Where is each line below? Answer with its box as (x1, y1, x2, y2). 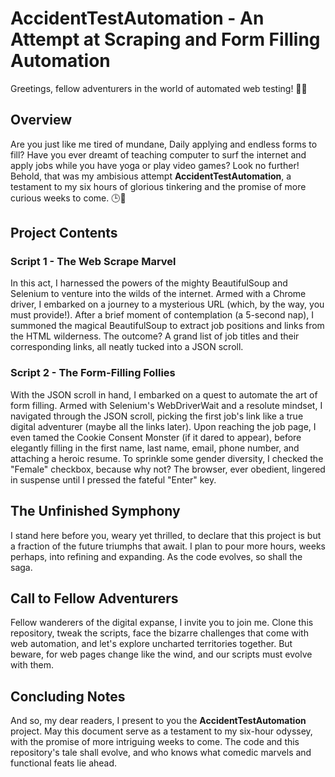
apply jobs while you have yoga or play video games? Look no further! (10, 159, 300, 171)
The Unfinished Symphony (10, 503, 181, 520)
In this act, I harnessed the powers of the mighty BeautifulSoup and (10, 277, 288, 289)
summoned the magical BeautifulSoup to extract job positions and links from (10, 320, 325, 332)
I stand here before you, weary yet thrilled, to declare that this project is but (10, 529, 322, 541)
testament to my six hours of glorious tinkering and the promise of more (10, 180, 307, 192)
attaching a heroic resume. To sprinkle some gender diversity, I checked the (10, 452, 324, 464)
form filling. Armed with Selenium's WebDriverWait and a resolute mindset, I (10, 399, 323, 411)
